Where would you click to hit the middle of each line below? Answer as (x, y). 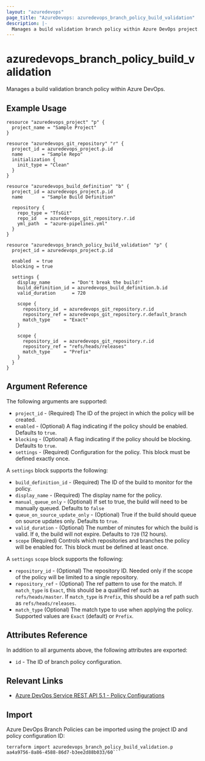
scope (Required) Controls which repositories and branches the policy (103, 540)
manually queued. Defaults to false (60, 508)
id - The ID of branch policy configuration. (68, 662)
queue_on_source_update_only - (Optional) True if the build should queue (106, 514)
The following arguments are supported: (57, 401)
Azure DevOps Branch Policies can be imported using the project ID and (97, 729)
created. (26, 419)
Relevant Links (35, 681)
